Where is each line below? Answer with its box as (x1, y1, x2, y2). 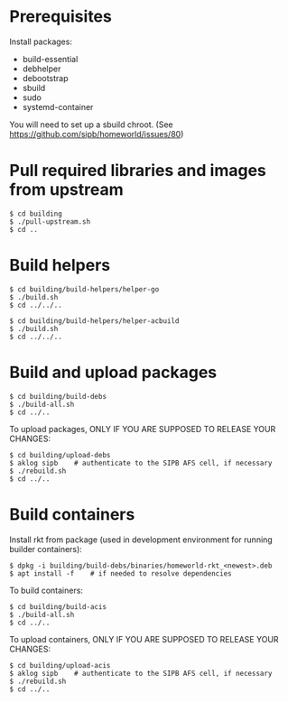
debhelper (22, 63, 61, 74)
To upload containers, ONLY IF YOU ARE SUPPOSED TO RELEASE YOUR (9, 633, 279, 644)
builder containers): (9, 543, 83, 554)
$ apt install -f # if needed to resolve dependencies (9, 568, 232, 578)
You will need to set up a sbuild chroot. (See (9, 119, 173, 130)
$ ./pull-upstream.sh (9, 217, 91, 226)
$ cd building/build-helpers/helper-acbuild (9, 316, 180, 326)
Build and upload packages (9, 363, 218, 383)
